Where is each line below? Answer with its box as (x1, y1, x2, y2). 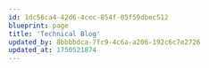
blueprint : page (8, 21, 69, 30)
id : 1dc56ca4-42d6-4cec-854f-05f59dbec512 (8, 12, 169, 22)
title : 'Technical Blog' (8, 29, 101, 38)
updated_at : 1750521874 (8, 46, 97, 55)
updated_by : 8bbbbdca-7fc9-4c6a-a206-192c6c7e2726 (8, 37, 201, 47)
